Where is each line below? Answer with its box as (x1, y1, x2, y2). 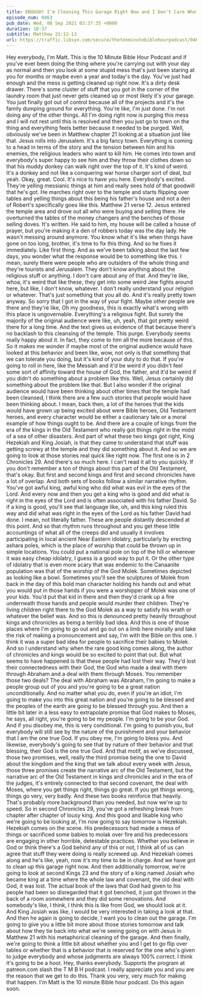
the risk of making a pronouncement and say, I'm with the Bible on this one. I (6, 632, 197, 638)
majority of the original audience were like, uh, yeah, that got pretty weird (6, 317, 189, 324)
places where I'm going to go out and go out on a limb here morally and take (6, 625, 196, 632)
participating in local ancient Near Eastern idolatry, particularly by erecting (6, 536, 192, 542)
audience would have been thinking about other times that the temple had (6, 388, 190, 395)
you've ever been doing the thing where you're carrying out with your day (6, 60, 190, 67)
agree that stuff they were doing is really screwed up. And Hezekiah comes (6, 850, 193, 857)
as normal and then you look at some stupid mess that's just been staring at (6, 67, 195, 73)
